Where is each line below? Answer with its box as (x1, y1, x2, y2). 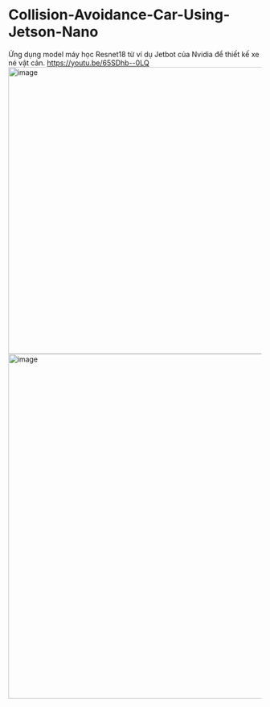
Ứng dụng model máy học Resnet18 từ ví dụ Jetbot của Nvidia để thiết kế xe (8, 49, 260, 59)
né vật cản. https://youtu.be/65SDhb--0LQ (8, 58, 150, 68)
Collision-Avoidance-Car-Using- (8, 6, 231, 24)
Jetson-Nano (8, 23, 99, 41)
